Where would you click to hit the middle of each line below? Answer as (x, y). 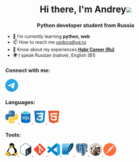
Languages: (20, 102)
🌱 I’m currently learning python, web (51, 36)
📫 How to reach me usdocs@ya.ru (49, 42)
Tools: (13, 135)
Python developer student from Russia (86, 26)
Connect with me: (28, 71)
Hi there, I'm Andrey (83, 9)
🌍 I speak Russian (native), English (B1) (54, 55)
